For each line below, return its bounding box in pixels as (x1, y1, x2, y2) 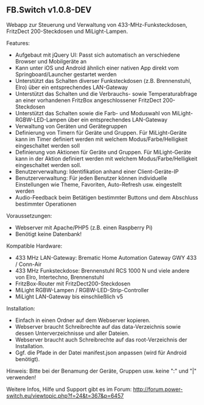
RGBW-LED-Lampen (15, 116, 67, 123)
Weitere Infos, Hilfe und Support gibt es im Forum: (6, 385, 132, 393)
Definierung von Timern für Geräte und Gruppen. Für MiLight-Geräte (15, 129, 187, 136)
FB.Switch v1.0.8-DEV (6, 5, 92, 15)
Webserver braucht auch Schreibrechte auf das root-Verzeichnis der (15, 335, 188, 343)
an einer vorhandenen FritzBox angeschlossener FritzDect (15, 96, 161, 104)
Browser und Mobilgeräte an (15, 57, 87, 65)
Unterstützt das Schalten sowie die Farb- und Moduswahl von (15, 109, 171, 116)
